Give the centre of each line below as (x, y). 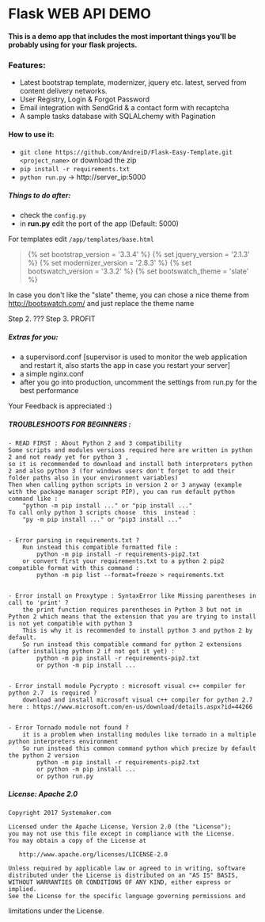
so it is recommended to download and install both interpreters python (131, 465)
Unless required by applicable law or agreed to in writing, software (127, 869)
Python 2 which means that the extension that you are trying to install (132, 617)
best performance (49, 391)
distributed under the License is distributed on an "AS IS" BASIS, (123, 876)
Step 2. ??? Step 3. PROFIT (52, 319)
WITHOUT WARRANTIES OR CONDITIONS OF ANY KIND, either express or (120, 882)
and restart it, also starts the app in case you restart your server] (125, 365)
